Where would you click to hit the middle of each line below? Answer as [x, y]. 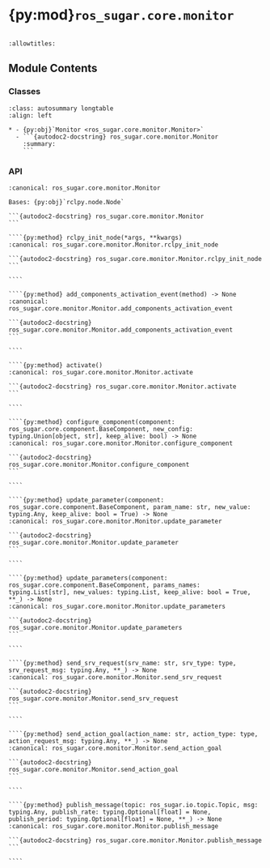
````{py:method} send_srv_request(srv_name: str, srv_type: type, [122, 663]
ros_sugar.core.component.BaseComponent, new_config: [101, 429]
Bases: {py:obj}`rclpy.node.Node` [67, 202]
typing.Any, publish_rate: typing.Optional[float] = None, [110, 812]
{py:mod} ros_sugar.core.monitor [121, 15]
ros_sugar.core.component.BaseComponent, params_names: [104, 585]
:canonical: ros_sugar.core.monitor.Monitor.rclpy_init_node [114, 245]
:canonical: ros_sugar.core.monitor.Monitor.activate [101, 372]
